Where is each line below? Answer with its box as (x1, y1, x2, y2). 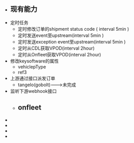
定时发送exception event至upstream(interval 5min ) (17, 38, 126, 45)
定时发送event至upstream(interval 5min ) (17, 32, 104, 38)
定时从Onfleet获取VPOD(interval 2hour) (17, 51, 101, 57)
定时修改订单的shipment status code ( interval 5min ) (17, 26, 129, 32)
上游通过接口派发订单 (10, 75, 55, 81)
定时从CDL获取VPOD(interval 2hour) (17, 45, 95, 51)
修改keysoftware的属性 (10, 58, 59, 64)
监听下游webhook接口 (10, 88, 57, 94)
